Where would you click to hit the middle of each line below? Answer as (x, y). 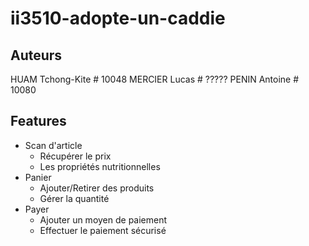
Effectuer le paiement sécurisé (103, 230)
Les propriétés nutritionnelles (100, 166)
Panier (38, 177)
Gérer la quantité (74, 198)
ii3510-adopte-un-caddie (118, 18)
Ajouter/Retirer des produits (97, 188)
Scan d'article (53, 145)
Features (38, 121)
